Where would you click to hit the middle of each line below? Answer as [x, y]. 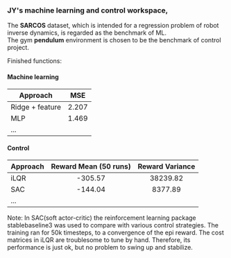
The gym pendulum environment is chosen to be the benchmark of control [114, 40]
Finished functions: [35, 61]
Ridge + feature [36, 107]
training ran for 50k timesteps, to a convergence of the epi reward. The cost [115, 232]
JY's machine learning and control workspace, [88, 10]
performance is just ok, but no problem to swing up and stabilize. [100, 247]
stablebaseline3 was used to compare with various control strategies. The [113, 225]
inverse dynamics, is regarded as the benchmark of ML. [87, 33]
